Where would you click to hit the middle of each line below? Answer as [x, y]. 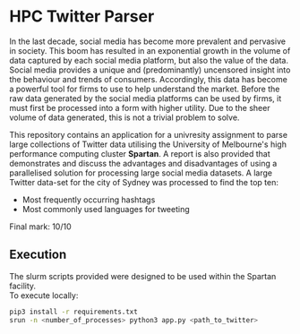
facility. [23, 286]
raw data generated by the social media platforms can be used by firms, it [146, 98]
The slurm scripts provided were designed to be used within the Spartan [143, 276]
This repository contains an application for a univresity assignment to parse [149, 134]
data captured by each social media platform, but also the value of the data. [149, 60]
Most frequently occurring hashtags [89, 200]
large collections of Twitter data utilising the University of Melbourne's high [148, 144]
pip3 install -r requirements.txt [74, 312]
